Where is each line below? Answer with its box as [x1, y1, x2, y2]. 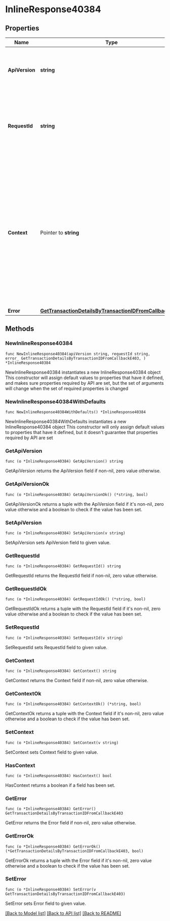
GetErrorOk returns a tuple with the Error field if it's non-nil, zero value [5, 857, 152, 864]
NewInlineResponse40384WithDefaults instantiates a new [5, 418, 126, 424]
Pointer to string [40, 229, 79, 236]
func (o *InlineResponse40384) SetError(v [5, 887, 96, 892]
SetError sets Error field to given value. [5, 900, 87, 906]
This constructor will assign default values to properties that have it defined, [5, 375, 164, 381]
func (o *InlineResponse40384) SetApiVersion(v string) [5, 530, 125, 536]
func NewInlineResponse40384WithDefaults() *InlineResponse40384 [5, 409, 146, 415]
